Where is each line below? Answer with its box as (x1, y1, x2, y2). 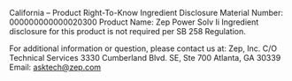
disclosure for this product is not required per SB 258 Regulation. (9, 26, 246, 36)
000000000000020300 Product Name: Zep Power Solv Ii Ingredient (9, 17, 259, 27)
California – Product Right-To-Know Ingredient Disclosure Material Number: (9, 8, 284, 18)
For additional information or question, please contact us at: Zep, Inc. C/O (9, 43, 277, 54)
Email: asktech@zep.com (9, 62, 102, 72)
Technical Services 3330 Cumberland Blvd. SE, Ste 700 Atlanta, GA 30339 (9, 53, 281, 63)
